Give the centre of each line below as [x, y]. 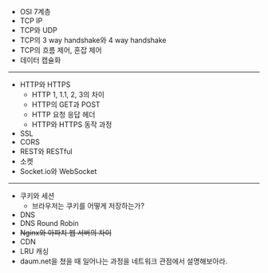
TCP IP [31, 21]
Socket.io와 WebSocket [58, 171]
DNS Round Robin [49, 223]
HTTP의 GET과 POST [66, 105]
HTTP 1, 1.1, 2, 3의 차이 [68, 95]
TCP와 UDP [38, 30]
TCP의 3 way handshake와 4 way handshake [93, 40]
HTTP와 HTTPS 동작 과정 [72, 125]
